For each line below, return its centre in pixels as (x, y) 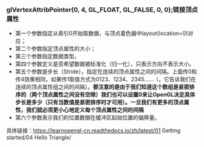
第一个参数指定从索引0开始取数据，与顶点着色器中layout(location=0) (101, 33)
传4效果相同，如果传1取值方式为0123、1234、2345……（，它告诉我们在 (106, 79)
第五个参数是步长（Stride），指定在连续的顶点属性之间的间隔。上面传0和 (106, 72)
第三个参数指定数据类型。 (47, 56)
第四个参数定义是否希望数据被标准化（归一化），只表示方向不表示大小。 (105, 64)
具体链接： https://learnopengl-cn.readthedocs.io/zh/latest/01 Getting (93, 130)
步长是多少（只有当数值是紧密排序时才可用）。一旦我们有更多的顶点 (100, 102)
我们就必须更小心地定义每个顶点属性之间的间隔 (85, 110)
